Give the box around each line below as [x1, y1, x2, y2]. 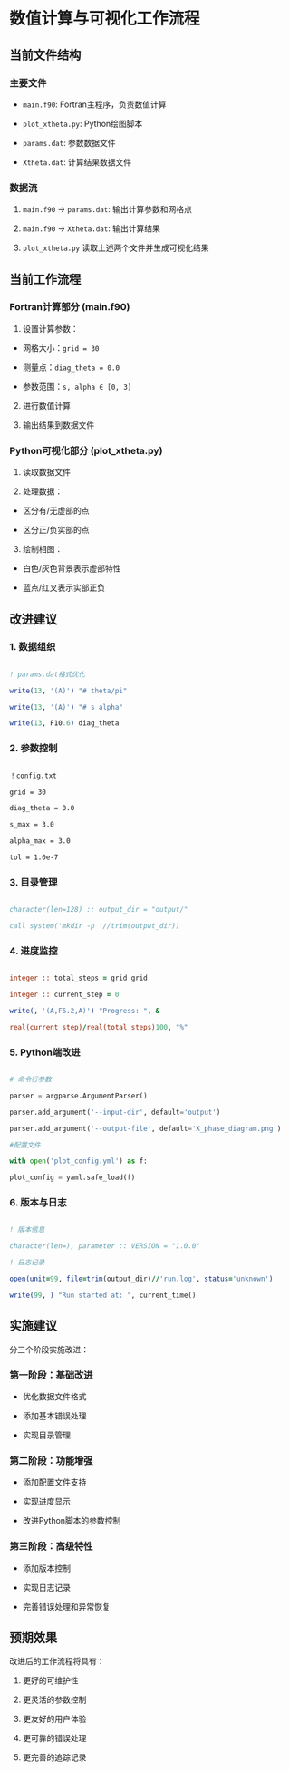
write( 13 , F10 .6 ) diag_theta [9, 719, 120, 728]
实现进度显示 [22, 1496, 71, 1507]
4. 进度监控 [9, 944, 58, 957]
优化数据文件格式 [22, 1390, 87, 1401]
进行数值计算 [22, 400, 71, 411]
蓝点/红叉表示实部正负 [22, 582, 106, 594]
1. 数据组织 [9, 641, 56, 653]
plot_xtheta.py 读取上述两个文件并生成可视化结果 [22, 242, 209, 254]
